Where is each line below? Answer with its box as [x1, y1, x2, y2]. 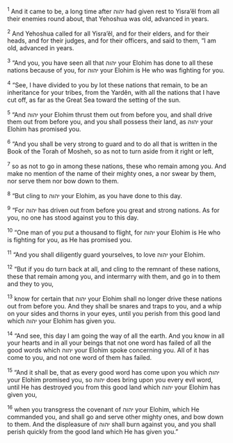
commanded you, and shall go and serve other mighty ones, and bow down [7, 412, 224, 421]
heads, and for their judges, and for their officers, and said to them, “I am [7, 36, 217, 45]
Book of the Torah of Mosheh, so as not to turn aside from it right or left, [7, 147, 214, 156]
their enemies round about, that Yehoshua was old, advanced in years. [7, 14, 209, 23]
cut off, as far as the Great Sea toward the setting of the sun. [7, 96, 181, 104]
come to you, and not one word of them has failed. [7, 354, 152, 362]
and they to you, [7, 279, 54, 288]
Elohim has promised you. [7, 125, 81, 133]
